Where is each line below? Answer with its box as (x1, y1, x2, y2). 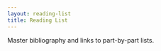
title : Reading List (7, 17, 69, 24)
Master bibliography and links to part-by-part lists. (7, 36, 155, 44)
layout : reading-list (7, 10, 72, 17)
